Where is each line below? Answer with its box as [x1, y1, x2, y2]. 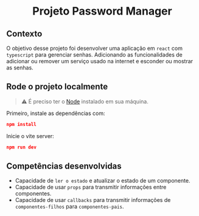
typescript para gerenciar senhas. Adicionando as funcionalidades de [6, 51, 183, 58]
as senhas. [6, 64, 33, 71]
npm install [6, 121, 37, 127]
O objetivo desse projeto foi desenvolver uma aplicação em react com [6, 44, 183, 52]
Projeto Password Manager [32, 4, 172, 18]
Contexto [6, 29, 43, 39]
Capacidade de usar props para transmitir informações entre [15, 184, 167, 191]
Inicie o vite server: [6, 132, 55, 139]
